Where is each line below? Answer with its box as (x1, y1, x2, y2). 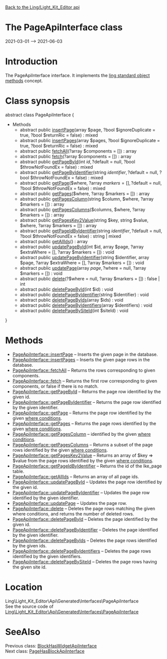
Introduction (5, 56, 58, 67)
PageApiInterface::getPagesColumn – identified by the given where (12, 431, 151, 437)
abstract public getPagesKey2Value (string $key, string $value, (19, 217, 149, 223)
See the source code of (5, 603, 54, 609)
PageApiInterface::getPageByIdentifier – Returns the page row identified (12, 399, 161, 405)
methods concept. (5, 78, 43, 84)
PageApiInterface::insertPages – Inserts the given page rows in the (12, 356, 150, 362)
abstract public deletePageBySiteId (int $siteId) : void (19, 307, 128, 313)
